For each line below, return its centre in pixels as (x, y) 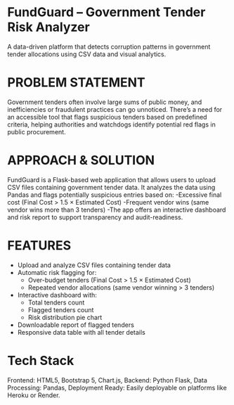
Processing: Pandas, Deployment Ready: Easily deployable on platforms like (117, 387)
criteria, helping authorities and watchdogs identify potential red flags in (111, 124)
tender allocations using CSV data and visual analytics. (87, 54)
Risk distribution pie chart (65, 317)
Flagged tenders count (61, 309)
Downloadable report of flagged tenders (76, 325)
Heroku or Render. (34, 395)
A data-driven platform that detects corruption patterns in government (109, 46)
